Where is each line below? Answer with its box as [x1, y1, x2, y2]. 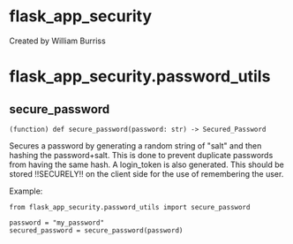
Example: [9, 186, 43, 196]
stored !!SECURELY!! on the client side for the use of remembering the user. [9, 168, 284, 179]
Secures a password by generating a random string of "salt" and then [9, 140, 262, 151]
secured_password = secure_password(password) [9, 225, 184, 235]
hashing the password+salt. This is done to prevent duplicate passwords [9, 149, 274, 160]
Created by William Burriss [9, 35, 106, 46]
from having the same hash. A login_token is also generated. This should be [9, 159, 284, 170]
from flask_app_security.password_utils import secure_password [9, 202, 251, 211]
